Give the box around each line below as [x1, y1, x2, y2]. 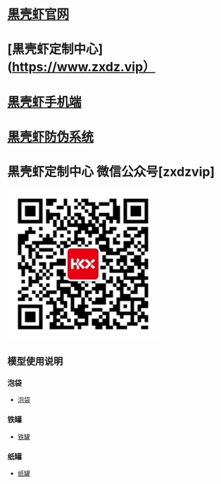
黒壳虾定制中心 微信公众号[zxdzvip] [7, 164, 215, 180]
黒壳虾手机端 [7, 94, 82, 110]
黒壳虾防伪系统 [7, 128, 94, 145]
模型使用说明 [7, 356, 63, 368]
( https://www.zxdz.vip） [7, 59, 156, 75]
